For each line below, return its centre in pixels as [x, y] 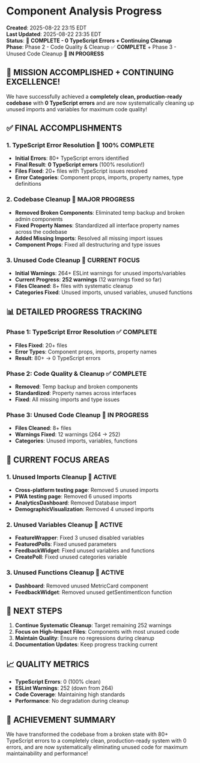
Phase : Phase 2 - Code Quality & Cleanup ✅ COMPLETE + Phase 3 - [91, 47]
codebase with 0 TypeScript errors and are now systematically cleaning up [100, 103]
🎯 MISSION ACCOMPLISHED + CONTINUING [90, 72]
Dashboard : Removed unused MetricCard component [81, 586]
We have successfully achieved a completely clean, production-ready [94, 96]
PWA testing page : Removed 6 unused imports [73, 496]
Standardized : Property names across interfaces [76, 393]
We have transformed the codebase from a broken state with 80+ [87, 734]
